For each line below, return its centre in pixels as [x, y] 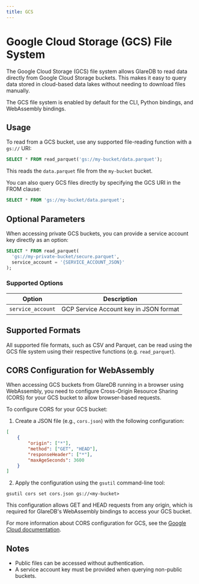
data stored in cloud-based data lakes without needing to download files [96, 84]
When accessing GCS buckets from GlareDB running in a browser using [95, 385]
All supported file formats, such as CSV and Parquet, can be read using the [99, 345]
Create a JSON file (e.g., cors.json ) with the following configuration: [99, 421]
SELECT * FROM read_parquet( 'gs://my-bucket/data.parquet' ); [84, 160]
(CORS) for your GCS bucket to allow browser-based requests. [84, 398]
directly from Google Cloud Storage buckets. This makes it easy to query [96, 78]
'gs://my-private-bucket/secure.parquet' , [66, 256]
